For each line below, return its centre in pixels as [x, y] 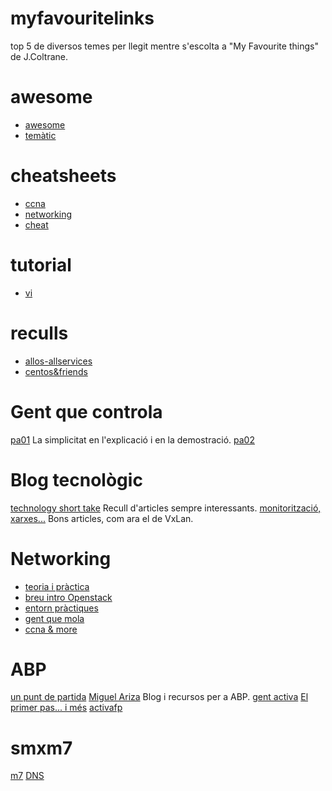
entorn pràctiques [61, 608]
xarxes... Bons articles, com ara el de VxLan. [102, 518]
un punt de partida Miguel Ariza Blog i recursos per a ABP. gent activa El [159, 697]
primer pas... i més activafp [66, 708]
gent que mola [54, 618]
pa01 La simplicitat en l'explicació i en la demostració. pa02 [132, 439]
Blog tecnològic [76, 479]
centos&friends [56, 371]
